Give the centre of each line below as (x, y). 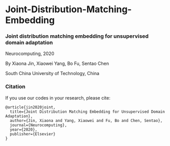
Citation (15, 87)
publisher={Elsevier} (33, 134)
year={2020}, (24, 129)
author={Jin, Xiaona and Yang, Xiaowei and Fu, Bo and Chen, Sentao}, (86, 120)
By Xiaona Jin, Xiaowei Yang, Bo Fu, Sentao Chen (57, 64)
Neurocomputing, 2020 (30, 54)
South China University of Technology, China (52, 74)
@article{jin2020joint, (31, 107)
